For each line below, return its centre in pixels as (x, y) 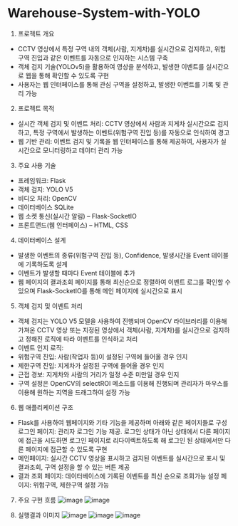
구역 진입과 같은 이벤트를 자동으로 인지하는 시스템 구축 (93, 58)
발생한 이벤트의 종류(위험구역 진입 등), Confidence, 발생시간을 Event (114, 255)
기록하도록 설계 (46, 264)
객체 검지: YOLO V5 (45, 189)
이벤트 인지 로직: (41, 347)
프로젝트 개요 (36, 33)
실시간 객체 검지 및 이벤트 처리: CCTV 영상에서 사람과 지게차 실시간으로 (117, 123)
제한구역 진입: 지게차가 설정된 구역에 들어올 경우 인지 (91, 365)
